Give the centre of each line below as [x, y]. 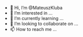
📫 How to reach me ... [33, 29]
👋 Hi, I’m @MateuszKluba [36, 8]
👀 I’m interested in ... [31, 13]
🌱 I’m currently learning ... [37, 18]
